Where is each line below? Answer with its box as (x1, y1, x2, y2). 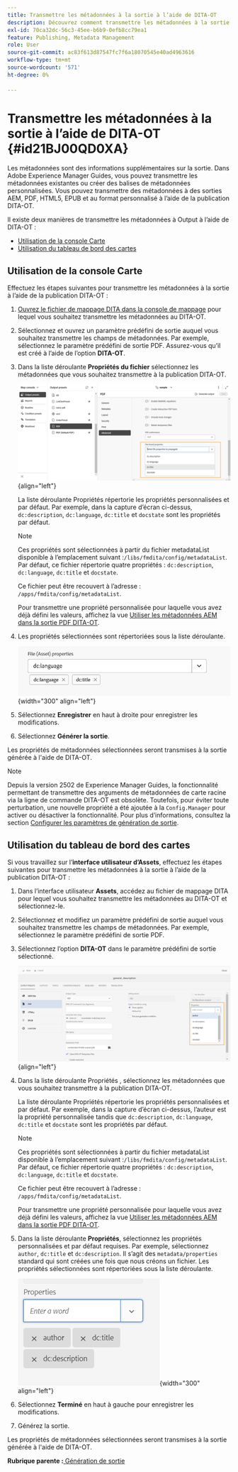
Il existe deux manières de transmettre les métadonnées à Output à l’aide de (7, 215, 229, 224)
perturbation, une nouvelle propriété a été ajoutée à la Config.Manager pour (7, 803, 226, 812)
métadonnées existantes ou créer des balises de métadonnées (7, 179, 191, 187)
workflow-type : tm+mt (7, 57, 72, 64)
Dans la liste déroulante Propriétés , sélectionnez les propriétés (17, 1234, 202, 1243)
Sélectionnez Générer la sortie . (17, 732, 110, 741)
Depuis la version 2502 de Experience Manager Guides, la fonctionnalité (7, 781, 218, 790)
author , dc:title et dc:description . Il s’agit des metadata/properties (17, 1250, 218, 1258)
